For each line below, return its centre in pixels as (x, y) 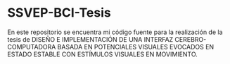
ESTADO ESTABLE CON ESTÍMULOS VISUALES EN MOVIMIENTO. (103, 54)
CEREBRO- (191, 39)
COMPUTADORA (32, 47)
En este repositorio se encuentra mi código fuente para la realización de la (115, 32)
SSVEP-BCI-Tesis (59, 13)
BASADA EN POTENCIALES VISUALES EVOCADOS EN (136, 47)
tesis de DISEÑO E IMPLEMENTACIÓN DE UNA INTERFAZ (90, 39)
